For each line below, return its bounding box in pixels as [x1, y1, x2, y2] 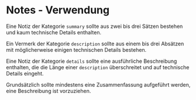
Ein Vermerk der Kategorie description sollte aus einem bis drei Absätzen [6, 40, 184, 47]
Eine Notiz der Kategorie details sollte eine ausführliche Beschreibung [6, 58, 177, 65]
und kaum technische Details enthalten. [6, 28, 101, 35]
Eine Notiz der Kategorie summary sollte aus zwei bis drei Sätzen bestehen [6, 23, 183, 30]
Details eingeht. [6, 70, 44, 77]
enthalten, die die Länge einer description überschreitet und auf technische [6, 63, 190, 70]
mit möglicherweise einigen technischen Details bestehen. [6, 46, 147, 53]
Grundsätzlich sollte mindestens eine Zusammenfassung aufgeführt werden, [6, 81, 191, 88]
